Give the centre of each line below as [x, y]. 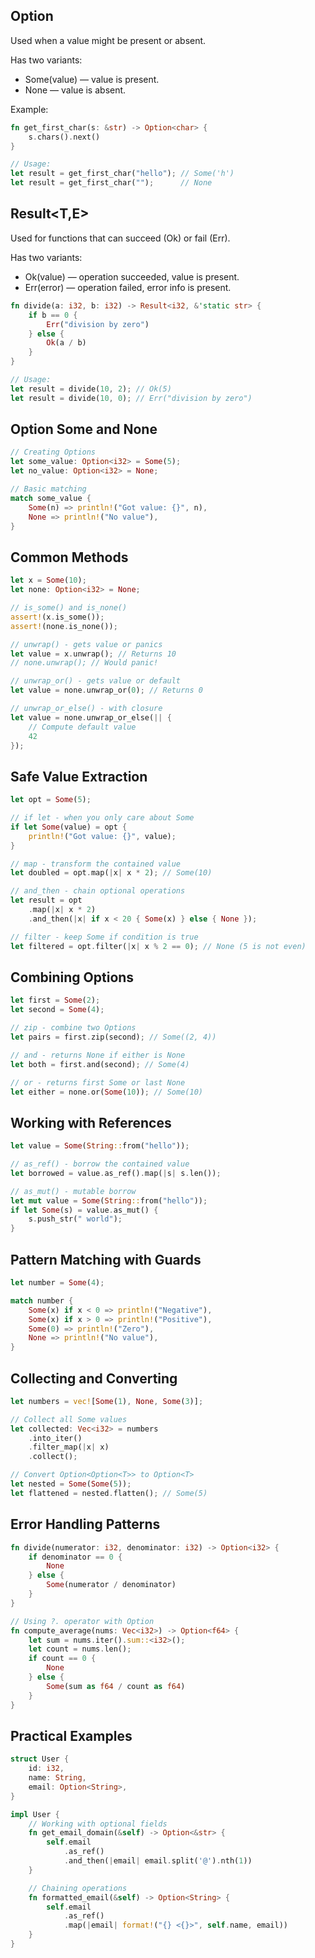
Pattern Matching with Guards [106, 1259]
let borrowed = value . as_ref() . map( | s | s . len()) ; [116, 1173]
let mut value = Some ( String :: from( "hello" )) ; [109, 1200]
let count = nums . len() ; [80, 1649]
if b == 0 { [53, 315]
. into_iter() [55, 1438]
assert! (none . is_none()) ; [64, 626]
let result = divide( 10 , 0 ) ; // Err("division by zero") [131, 398]
